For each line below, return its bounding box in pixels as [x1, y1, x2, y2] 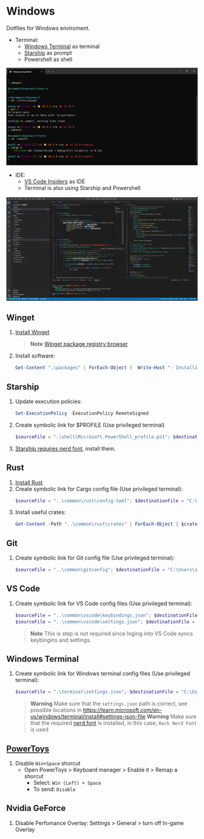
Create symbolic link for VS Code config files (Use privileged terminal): [15, 600, 192, 607]
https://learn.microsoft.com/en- [83, 706, 162, 714]
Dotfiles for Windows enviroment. [6, 24, 90, 32]
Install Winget [15, 329, 50, 336]
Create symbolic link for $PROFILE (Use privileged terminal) [15, 421, 165, 429]
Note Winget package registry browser [30, 340, 129, 348]
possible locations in [30, 706, 82, 714]
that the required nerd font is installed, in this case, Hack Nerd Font [30, 720, 197, 727]
